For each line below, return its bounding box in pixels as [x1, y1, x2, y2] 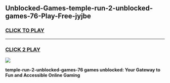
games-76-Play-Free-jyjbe [5, 12, 91, 21]
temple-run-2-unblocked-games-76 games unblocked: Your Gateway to [5, 66, 161, 72]
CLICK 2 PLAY [5, 46, 40, 53]
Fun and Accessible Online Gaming [5, 72, 80, 78]
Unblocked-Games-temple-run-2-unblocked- [5, 4, 153, 13]
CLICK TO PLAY [5, 27, 45, 34]
